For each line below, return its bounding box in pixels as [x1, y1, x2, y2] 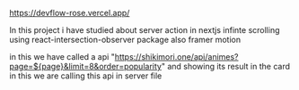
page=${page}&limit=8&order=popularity [9, 61, 162, 71]
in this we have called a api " [9, 52, 115, 61]
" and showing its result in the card [161, 61, 290, 71]
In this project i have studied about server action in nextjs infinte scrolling [9, 25, 280, 35]
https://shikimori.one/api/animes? [114, 52, 240, 61]
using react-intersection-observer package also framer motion [9, 35, 241, 45]
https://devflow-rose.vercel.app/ [9, 8, 130, 18]
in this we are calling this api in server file [9, 70, 163, 81]
